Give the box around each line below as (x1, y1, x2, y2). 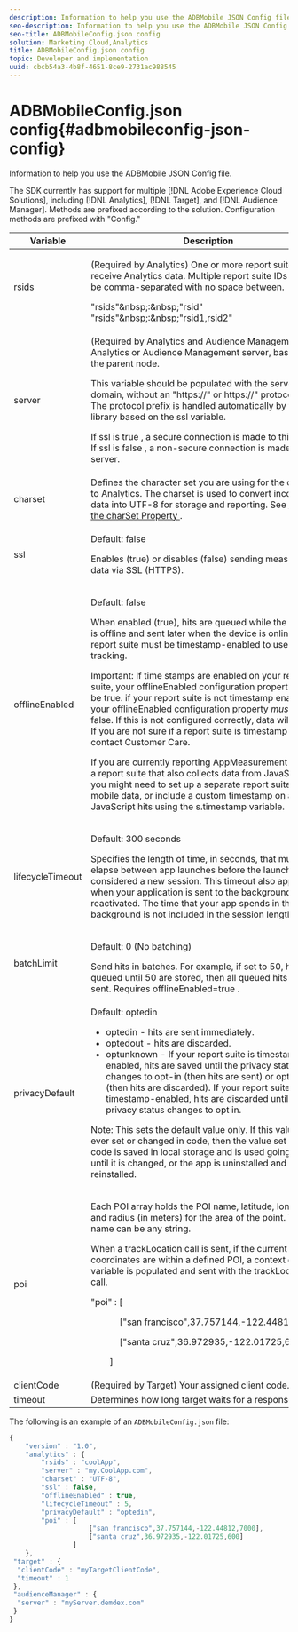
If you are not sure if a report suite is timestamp (90, 725, 288, 737)
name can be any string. (90, 1222, 192, 1235)
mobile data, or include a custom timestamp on (90, 789, 286, 801)
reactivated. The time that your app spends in (90, 896, 280, 909)
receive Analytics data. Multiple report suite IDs (90, 269, 288, 282)
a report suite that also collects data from (90, 767, 262, 779)
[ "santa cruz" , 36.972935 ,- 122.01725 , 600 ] (88, 1532, 244, 1541)
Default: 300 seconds (90, 832, 182, 845)
